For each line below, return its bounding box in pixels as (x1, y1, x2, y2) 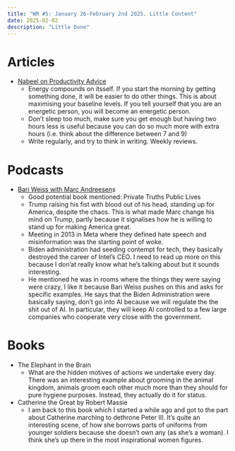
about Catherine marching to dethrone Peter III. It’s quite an (28, 414, 200, 422)
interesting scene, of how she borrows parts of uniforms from (28, 421, 208, 429)
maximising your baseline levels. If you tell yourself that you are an (28, 100, 222, 108)
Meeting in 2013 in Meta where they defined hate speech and (28, 230, 207, 239)
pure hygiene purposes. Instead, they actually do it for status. (28, 391, 207, 399)
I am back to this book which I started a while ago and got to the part (28, 406, 229, 414)
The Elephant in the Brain (17, 361, 92, 369)
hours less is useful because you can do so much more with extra (28, 122, 219, 131)
